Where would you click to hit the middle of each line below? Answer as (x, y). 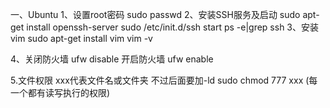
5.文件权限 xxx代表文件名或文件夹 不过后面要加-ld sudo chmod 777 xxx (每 (164, 80)
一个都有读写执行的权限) (60, 92)
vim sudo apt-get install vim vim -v (81, 38)
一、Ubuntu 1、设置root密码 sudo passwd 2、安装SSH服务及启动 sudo (155, 14)
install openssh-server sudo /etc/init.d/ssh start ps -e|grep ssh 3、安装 (172, 27)
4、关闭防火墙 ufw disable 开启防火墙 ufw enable (112, 59)
